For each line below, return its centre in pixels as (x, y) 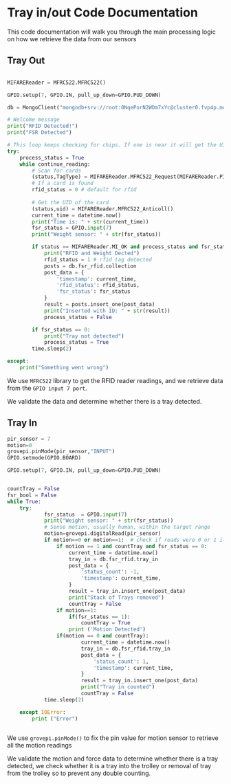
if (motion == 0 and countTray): (102, 636)
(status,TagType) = (60, 177)
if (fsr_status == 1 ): (99, 617)
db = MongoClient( (33, 107)
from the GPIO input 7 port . (47, 388)
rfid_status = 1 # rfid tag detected (98, 259)
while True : (24, 501)
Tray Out (26, 61)
